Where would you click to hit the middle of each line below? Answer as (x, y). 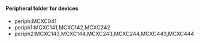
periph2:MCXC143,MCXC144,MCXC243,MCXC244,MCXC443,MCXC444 (104, 34)
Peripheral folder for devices (42, 8)
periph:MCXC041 (35, 21)
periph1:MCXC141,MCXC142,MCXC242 (62, 28)
